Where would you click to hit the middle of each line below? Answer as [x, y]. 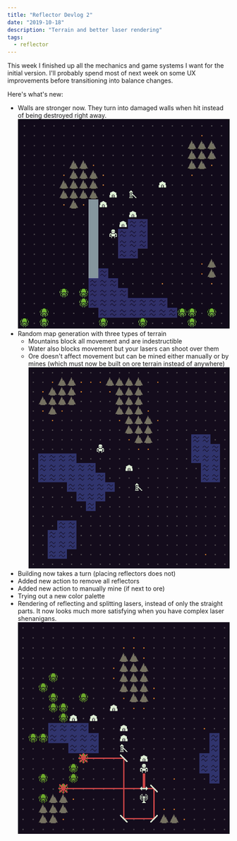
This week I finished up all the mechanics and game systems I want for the [116, 66]
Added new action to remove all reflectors [78, 581]
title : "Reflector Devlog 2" [50, 15]
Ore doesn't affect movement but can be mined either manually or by [128, 356]
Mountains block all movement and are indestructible [105, 341]
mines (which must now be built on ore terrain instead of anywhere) [127, 363]
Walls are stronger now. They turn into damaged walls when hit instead [121, 108]
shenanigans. [37, 619]
